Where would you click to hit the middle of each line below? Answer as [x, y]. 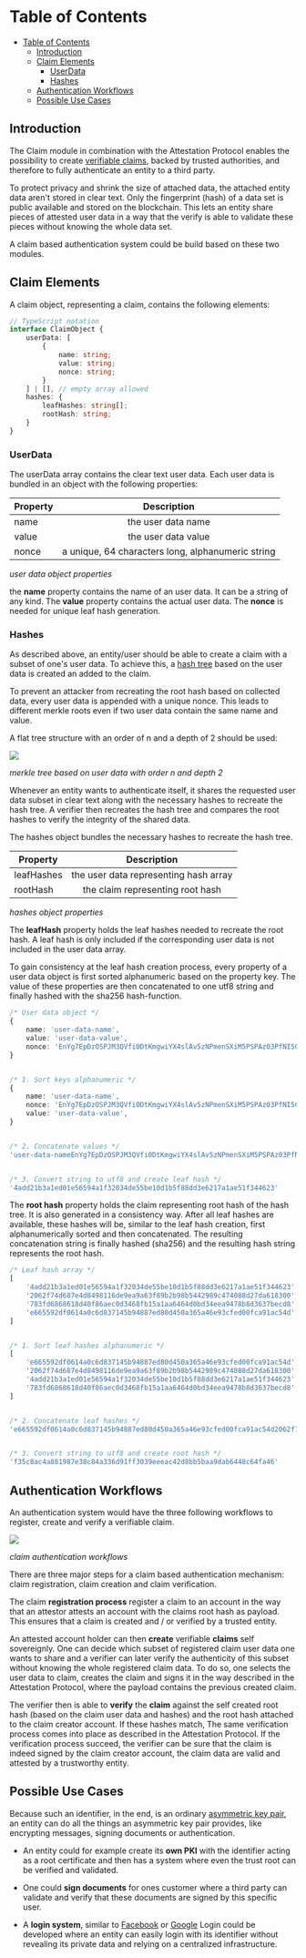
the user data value [168, 537]
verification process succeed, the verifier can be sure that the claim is [141, 1743]
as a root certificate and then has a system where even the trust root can [159, 1860]
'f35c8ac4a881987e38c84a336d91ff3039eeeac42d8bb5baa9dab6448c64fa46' [144, 1462]
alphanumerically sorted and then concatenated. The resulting [126, 1234]
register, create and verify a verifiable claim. [92, 1522]
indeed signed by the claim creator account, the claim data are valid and [145, 1753]
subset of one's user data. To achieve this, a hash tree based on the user [146, 664]
